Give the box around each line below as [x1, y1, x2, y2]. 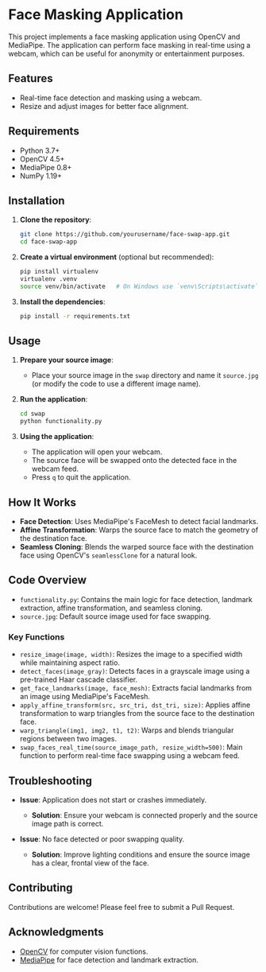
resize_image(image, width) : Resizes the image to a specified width [19, 650, 243, 659]
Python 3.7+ [19, 146, 60, 155]
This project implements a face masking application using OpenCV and [8, 32, 241, 41]
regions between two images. [19, 734, 118, 744]
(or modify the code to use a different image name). [31, 379, 201, 389]
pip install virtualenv [19, 268, 99, 276]
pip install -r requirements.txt [19, 312, 131, 320]
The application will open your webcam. [31, 447, 163, 457]
